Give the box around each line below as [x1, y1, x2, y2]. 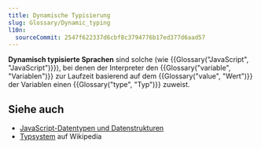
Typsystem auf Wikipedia [19, 132, 102, 141]
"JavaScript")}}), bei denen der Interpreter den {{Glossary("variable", [8, 64, 231, 73]
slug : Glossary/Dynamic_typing [8, 19, 111, 27]
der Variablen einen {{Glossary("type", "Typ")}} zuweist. [8, 80, 190, 89]
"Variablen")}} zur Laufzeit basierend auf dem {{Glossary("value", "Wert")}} [8, 71, 253, 81]
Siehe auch [8, 103, 64, 116]
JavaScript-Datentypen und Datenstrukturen [19, 123, 164, 133]
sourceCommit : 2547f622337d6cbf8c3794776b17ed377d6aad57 [15, 33, 206, 42]
